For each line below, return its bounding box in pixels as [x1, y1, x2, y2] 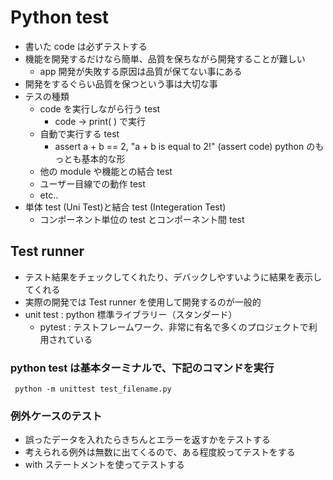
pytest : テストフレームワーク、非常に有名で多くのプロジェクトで [39, 321, 309, 333]
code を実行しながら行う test [39, 102, 161, 115]
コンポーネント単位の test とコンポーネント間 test [39, 213, 245, 225]
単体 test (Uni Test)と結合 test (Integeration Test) [24, 201, 227, 213]
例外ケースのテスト [10, 409, 103, 423]
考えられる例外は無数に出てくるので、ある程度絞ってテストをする [24, 446, 296, 458]
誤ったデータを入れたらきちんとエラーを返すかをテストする [24, 434, 271, 446]
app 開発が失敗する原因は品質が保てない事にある [39, 65, 243, 77]
